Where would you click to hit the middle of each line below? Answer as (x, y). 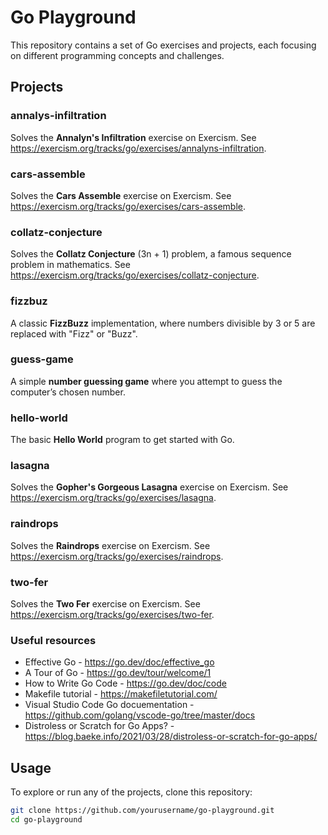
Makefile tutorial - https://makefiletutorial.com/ (121, 694)
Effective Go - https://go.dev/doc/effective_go (119, 662)
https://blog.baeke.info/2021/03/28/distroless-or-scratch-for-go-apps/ (171, 737)
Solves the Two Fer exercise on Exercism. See (105, 604)
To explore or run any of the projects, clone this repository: (131, 792)
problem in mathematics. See (70, 265)
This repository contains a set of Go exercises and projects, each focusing (163, 45)
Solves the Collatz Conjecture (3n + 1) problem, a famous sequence (151, 254)
